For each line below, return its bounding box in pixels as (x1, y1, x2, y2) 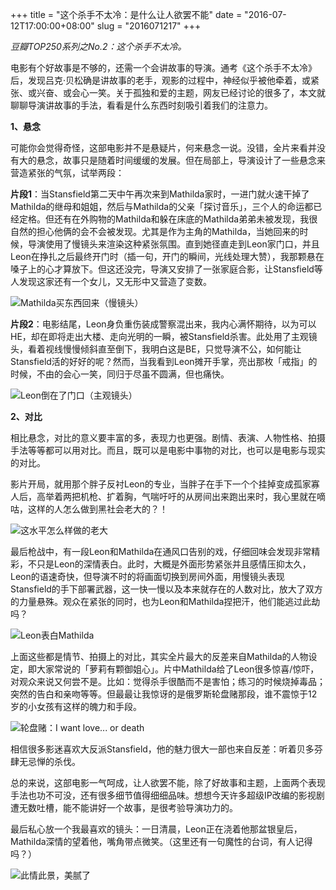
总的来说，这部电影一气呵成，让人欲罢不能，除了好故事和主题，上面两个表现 (10, 777, 326, 788)
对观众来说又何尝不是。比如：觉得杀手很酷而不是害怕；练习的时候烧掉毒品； (10, 676, 326, 687)
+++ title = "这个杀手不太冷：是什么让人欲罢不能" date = (10, 9, 243, 20)
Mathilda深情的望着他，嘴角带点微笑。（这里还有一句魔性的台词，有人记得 (10, 836, 313, 847)
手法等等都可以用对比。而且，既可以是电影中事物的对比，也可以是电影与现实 (10, 444, 326, 456)
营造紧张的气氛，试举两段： (10, 167, 125, 178)
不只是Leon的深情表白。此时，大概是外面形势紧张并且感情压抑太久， (27, 558, 312, 570)
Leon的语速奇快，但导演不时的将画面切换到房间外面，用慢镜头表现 (10, 571, 285, 582)
